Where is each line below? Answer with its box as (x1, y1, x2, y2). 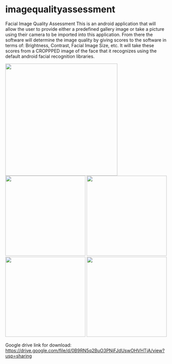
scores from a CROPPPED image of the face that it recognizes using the (5, 48, 157, 54)
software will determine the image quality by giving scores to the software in (5, 37, 167, 43)
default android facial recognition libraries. (5, 53, 95, 59)
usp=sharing (5, 353, 32, 359)
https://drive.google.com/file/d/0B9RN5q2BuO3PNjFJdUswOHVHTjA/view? (5, 347, 165, 353)
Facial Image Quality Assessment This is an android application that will (5, 21, 156, 27)
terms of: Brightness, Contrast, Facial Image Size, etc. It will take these (5, 42, 155, 48)
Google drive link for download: (5, 342, 72, 348)
